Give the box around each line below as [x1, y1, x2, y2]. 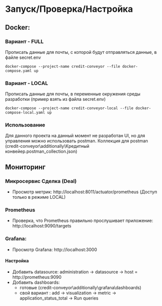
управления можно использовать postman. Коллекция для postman [5, 138, 148, 144]
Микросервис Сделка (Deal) [5, 177, 77, 184]
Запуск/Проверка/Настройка [5, 3, 133, 15]
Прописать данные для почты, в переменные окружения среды [5, 91, 141, 97]
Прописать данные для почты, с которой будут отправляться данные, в [5, 49, 157, 55]
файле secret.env [5, 54, 41, 60]
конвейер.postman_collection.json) [5, 148, 78, 154]
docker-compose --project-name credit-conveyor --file [5, 64, 121, 69]
